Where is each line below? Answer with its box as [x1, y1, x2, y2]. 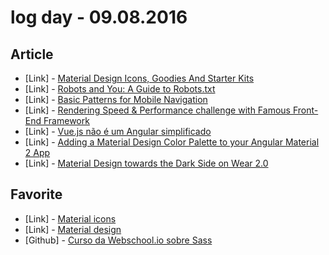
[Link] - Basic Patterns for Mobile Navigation [24, 94, 208, 105]
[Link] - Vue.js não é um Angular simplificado [24, 126, 212, 137]
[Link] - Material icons [24, 212, 117, 225]
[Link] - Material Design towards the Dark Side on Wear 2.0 [24, 157, 269, 169]
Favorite [10, 186, 63, 203]
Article [10, 46, 54, 63]
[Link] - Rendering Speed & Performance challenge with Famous [24, 104, 291, 116]
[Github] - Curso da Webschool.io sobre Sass [24, 234, 213, 246]
